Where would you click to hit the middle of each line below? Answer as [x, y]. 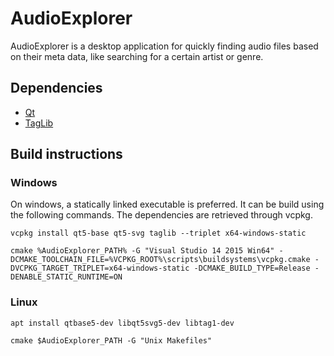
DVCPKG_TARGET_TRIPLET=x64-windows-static [100, 268]
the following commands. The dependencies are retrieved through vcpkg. [161, 215]
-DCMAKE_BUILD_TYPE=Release [252, 268]
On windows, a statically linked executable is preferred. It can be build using [167, 204]
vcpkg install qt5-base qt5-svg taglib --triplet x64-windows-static [158, 233]
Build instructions [66, 154]
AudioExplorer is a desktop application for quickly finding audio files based [164, 46]
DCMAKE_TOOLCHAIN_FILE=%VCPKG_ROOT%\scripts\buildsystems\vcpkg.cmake [160, 260]
